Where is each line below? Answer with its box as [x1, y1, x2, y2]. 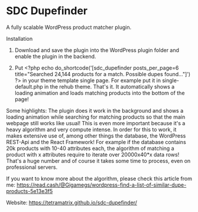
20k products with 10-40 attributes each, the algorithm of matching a [6, 145, 174, 152]
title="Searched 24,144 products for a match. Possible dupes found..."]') [14, 70, 191, 77]
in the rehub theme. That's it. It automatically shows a [44, 83, 175, 90]
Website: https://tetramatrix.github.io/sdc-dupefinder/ [6, 199, 138, 206]
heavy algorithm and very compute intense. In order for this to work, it [6, 126, 177, 133]
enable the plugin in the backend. [14, 53, 96, 60]
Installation [6, 35, 33, 42]
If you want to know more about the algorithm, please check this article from [6, 175, 192, 182]
